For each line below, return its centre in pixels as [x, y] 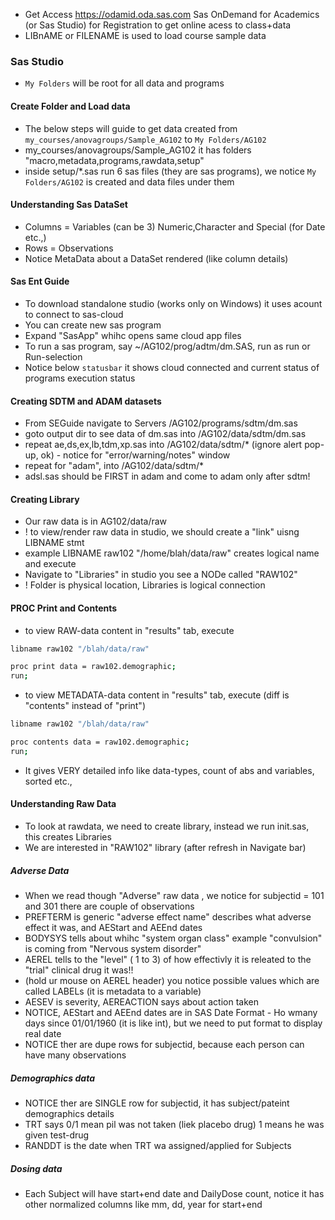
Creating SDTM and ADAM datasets [86, 401]
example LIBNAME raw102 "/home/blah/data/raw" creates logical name [172, 553]
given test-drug [57, 1135]
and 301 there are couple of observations [109, 906]
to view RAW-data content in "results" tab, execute [129, 630]
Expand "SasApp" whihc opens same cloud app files [133, 335]
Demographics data [52, 1078]
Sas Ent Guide [40, 281]
